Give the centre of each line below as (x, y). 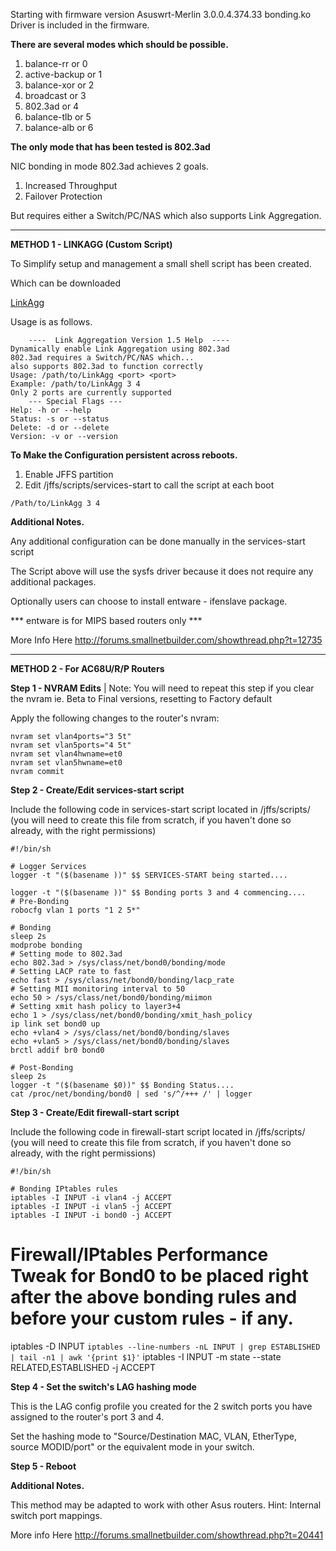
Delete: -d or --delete (60, 428)
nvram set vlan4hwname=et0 (66, 754)
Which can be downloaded (66, 283)
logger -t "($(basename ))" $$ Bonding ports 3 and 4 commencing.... (158, 893)
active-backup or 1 (63, 74)
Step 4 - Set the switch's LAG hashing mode (103, 1386)
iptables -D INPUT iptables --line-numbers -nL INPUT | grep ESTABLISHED (165, 1346)
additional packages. (53, 582)
